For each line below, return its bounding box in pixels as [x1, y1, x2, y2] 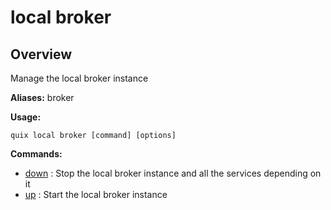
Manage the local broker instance [10, 72, 149, 84]
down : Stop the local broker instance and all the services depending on [24, 167, 322, 179]
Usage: [10, 111, 42, 123]
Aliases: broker [10, 92, 75, 103]
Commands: [10, 148, 63, 160]
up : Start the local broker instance [24, 189, 168, 200]
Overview [10, 46, 73, 63]
